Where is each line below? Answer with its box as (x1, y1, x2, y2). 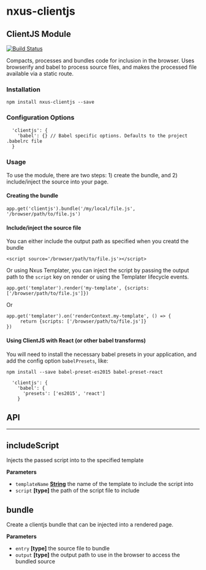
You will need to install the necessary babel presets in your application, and (6, 350, 197, 358)
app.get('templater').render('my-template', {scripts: (6, 285, 150, 291)
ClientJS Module (6, 29, 72, 39)
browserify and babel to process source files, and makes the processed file (6, 63, 197, 71)
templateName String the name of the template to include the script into (15, 480, 194, 488)
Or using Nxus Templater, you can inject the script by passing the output (6, 267, 189, 274)
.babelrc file (6, 138, 43, 144)
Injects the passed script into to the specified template (6, 456, 144, 464)
